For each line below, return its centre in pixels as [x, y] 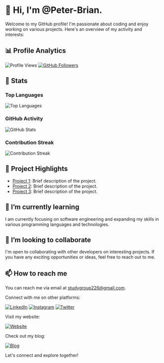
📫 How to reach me [36, 273]
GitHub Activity [24, 119]
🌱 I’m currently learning [42, 207]
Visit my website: [23, 317]
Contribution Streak [30, 142]
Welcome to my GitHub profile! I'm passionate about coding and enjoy [77, 24]
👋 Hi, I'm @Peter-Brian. [54, 10]
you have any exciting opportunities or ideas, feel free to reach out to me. [80, 257]
